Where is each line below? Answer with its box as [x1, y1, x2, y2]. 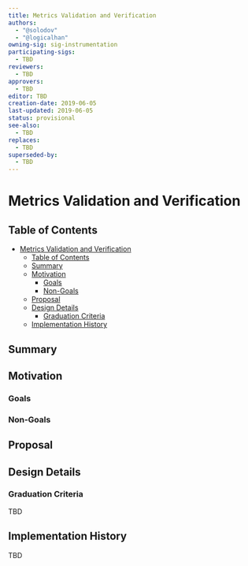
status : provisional [8, 114, 76, 122]
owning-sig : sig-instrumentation [8, 41, 118, 49]
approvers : [8, 77, 44, 85]
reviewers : [8, 63, 44, 71]
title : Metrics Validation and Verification [8, 11, 157, 20]
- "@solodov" [15, 26, 58, 34]
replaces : [8, 136, 41, 144]
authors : [8, 19, 37, 27]
